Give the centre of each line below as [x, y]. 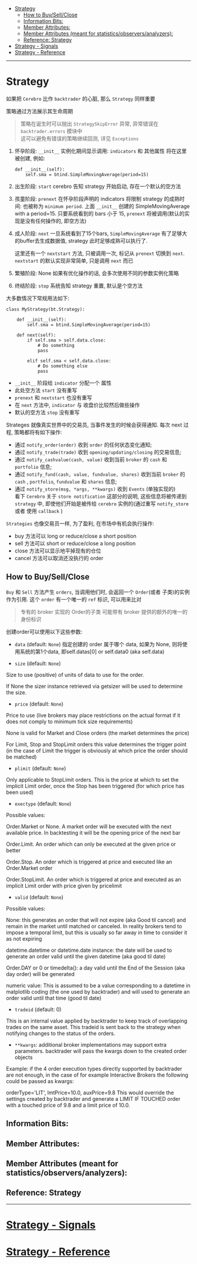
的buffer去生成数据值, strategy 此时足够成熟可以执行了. [81, 240]
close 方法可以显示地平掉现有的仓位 [58, 551]
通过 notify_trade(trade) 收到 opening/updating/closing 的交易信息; [98, 452]
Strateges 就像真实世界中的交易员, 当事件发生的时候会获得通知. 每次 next [94, 425]
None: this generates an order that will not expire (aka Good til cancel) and [96, 920]
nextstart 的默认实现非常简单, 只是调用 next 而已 [74, 260]
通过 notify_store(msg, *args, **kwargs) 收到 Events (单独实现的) [95, 489]
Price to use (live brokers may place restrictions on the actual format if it [93, 715]
